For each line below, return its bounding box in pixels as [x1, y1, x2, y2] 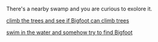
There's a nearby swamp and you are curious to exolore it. [6, 5, 153, 12]
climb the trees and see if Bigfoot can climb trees [6, 17, 129, 24]
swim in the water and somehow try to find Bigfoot [6, 29, 133, 36]
